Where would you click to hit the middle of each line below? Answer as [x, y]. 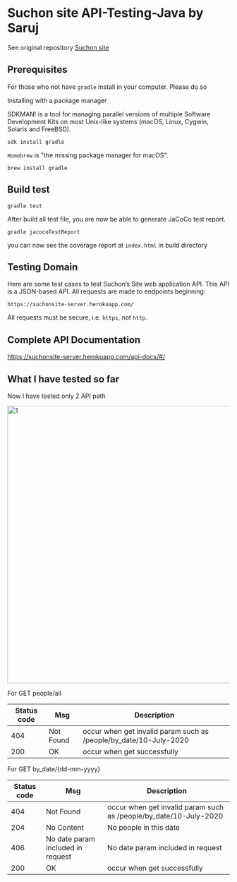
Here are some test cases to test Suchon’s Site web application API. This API [119, 284]
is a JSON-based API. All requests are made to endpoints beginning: [107, 291]
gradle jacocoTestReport [44, 232]
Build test [29, 189]
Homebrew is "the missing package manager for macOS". [88, 155]
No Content [65, 827]
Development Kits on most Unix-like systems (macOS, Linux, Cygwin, [108, 121]
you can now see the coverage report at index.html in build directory [108, 245]
